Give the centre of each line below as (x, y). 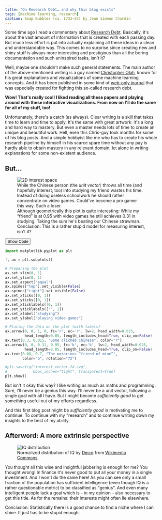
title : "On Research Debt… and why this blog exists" (60, 9)
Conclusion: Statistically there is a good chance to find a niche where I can (79, 507)
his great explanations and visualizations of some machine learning (72, 78)
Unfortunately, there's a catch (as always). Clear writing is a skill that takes (79, 117)
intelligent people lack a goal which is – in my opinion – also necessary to (78, 493)
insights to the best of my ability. (37, 421)
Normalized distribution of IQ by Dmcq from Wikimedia (72, 452)
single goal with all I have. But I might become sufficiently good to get (74, 396)
